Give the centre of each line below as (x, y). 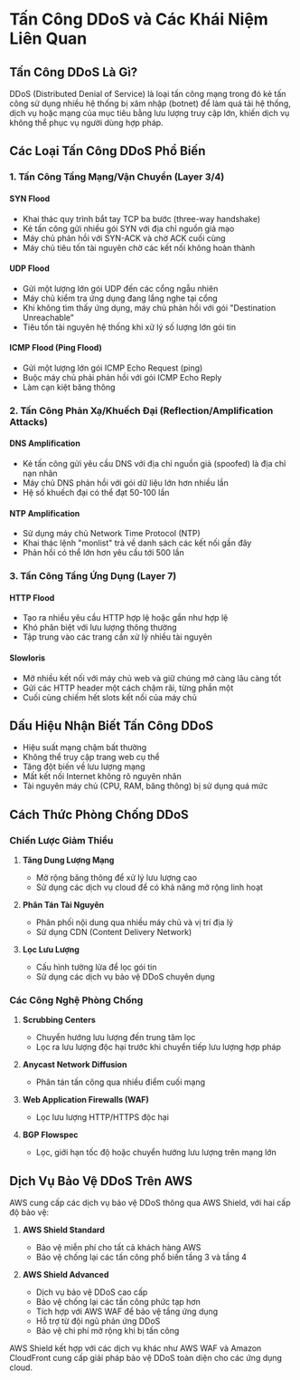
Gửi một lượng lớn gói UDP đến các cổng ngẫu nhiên (120, 288)
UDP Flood (29, 268)
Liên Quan (48, 39)
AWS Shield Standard (64, 1230)
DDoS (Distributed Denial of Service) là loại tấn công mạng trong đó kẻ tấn (148, 94)
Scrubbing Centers (59, 1020)
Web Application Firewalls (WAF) (85, 1100)
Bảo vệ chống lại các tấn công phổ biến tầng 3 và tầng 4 (141, 1257)
